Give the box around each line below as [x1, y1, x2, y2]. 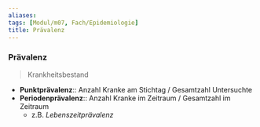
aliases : [8, 11, 37, 20]
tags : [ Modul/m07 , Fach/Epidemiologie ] [8, 19, 139, 27]
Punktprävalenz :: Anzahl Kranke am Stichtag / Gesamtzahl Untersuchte [19, 85, 253, 94]
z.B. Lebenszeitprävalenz [31, 110, 114, 119]
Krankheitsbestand [27, 70, 89, 79]
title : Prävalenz [8, 26, 65, 34]
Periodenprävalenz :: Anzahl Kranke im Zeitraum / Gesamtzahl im [19, 93, 231, 103]
